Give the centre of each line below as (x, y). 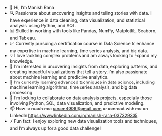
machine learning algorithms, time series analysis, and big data (73, 87)
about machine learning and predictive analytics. (59, 77)
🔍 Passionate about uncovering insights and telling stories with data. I (81, 13)
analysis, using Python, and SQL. (43, 25)
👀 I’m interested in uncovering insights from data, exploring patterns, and (83, 67)
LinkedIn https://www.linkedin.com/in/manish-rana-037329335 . (74, 116)
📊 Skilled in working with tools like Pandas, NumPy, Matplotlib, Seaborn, (83, 31)
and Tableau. (23, 38)
